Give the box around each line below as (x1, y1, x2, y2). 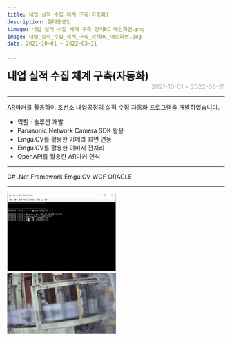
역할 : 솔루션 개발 (17, 118, 64, 126)
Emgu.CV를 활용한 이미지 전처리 (17, 144, 105, 152)
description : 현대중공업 (7, 18, 71, 26)
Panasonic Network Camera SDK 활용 (17, 126, 124, 135)
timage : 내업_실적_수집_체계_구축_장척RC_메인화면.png (7, 26, 145, 32)
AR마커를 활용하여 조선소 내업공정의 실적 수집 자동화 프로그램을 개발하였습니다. (7, 104, 220, 111)
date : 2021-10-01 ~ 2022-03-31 (7, 40, 97, 48)
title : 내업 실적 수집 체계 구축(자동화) (7, 11, 109, 18)
